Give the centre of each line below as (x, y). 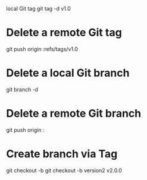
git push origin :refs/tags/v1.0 (42, 49)
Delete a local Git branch (68, 73)
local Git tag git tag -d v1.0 (39, 9)
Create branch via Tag (62, 154)
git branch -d (22, 89)
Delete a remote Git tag (64, 33)
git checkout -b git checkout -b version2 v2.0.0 (64, 170)
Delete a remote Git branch (74, 114)
